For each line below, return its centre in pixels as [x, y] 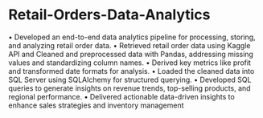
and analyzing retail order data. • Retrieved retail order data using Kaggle [129, 45]
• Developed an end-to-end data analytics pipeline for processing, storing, [132, 37]
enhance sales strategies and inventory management [96, 105]
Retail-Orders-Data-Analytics [109, 15]
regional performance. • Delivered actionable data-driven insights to [121, 96]
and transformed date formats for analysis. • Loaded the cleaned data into [131, 71]
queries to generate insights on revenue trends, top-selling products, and [129, 88]
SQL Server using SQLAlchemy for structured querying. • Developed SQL [130, 79]
